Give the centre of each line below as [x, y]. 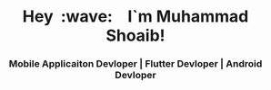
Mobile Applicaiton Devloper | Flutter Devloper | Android [135, 64]
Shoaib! [135, 36]
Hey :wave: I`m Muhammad [135, 17]
